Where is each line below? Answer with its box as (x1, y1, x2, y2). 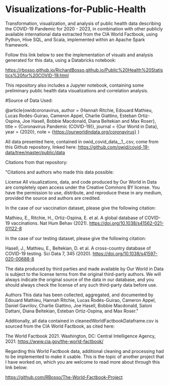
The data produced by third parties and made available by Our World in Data (5, 265, 164, 272)
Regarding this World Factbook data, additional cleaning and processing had (5, 348, 164, 354)
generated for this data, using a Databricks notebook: (5, 57, 117, 63)
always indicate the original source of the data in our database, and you (5, 276, 154, 283)
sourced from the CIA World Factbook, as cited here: (5, 323, 115, 329)
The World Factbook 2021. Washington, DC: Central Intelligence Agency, (5, 333, 156, 339)
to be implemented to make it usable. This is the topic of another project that (5, 354, 164, 360)
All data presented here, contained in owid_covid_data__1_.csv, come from (5, 138, 159, 145)
